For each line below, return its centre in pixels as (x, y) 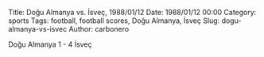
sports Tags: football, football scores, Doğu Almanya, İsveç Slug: (114, 21)
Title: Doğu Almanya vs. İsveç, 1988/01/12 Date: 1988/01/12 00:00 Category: (132, 12)
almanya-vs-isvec (38, 29)
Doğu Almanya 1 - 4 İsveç (50, 44)
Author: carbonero (99, 29)
